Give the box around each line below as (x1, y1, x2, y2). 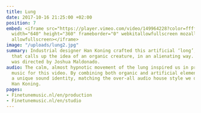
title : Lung (6, 8, 36, 15)
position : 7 (6, 20, 36, 26)
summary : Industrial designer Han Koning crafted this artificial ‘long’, (6, 48, 197, 54)
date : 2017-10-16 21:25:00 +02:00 (6, 14, 93, 20)
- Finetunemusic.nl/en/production (6, 92, 93, 98)
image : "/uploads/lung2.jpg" (6, 42, 79, 48)
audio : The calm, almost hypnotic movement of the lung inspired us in (6, 64, 188, 71)
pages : (6, 87, 23, 93)
